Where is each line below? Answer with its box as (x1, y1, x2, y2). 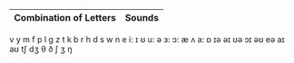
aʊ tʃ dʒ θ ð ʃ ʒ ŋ (9, 44, 73, 54)
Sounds (124, 12, 159, 23)
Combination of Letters (14, 12, 116, 23)
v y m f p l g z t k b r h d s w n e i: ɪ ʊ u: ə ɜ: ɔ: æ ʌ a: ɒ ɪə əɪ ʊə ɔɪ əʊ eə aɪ (9, 34, 285, 44)
